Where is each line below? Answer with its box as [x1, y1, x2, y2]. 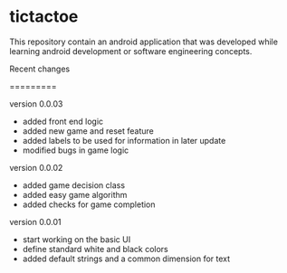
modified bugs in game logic [22, 145, 129, 155]
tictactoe [9, 6, 79, 27]
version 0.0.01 [9, 216, 62, 227]
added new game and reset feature [22, 125, 154, 136]
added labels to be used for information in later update [22, 135, 226, 146]
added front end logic [22, 116, 104, 127]
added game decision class [22, 179, 125, 191]
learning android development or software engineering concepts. [9, 45, 253, 56]
